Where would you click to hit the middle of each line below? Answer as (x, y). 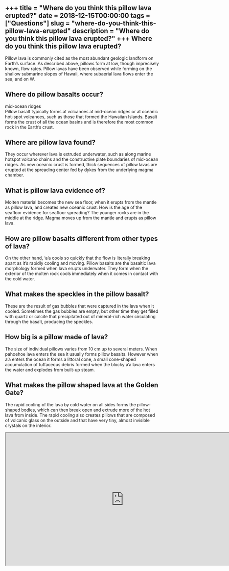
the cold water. (20, 279)
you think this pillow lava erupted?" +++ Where (79, 39)
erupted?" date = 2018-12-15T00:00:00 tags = (78, 16)
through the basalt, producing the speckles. (49, 322)
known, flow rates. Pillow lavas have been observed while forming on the (79, 69)
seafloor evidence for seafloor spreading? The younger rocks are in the (77, 213)
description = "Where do (111, 31)
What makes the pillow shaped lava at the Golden (82, 385)
